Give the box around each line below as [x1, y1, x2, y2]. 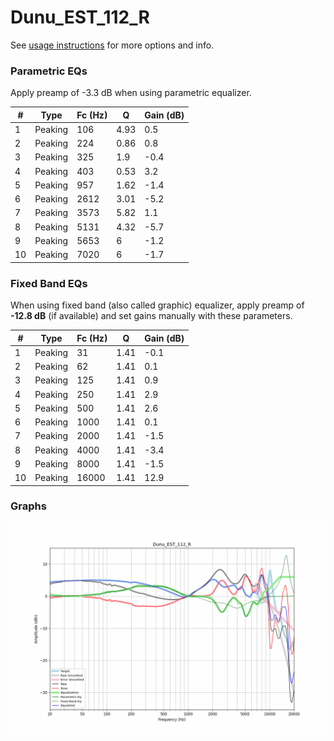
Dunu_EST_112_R [10, 6, 150, 29]
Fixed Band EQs [10, 276, 88, 290]
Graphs [10, 499, 47, 513]
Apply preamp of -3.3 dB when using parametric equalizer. [10, 87, 252, 99]
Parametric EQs [10, 64, 88, 78]
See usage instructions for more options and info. [10, 39, 215, 51]
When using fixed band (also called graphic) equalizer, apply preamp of [10, 299, 305, 311]
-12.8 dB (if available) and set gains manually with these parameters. [10, 310, 293, 322]
